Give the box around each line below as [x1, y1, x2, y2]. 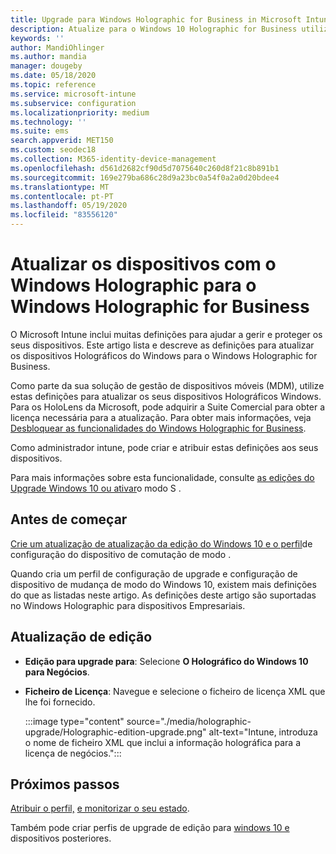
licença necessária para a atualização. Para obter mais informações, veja [10, 411, 312, 423]
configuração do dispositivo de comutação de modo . [10, 548, 232, 560]
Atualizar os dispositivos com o [10, 253, 277, 276]
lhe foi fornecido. [24, 696, 96, 708]
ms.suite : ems [10, 126, 70, 136]
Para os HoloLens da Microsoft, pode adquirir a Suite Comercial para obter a [10, 401, 325, 413]
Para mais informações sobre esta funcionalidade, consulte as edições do [10, 471, 315, 483]
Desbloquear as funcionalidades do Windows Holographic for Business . [10, 422, 307, 434]
